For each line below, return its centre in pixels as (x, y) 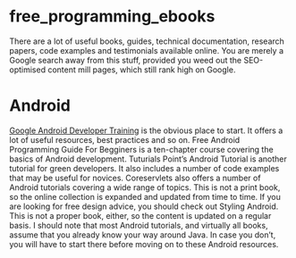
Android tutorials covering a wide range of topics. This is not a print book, (145, 187)
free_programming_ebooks (112, 17)
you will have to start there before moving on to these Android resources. (144, 244)
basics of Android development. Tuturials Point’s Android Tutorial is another (148, 159)
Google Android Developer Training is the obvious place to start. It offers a (146, 130)
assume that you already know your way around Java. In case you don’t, (143, 235)
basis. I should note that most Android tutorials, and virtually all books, (139, 225)
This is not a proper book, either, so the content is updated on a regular (140, 215)
